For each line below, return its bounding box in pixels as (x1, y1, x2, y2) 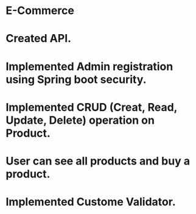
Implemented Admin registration (5, 59, 173, 73)
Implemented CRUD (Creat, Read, (5, 100, 178, 114)
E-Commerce (5, 4, 74, 18)
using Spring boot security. (5, 73, 147, 86)
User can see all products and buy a (5, 154, 190, 168)
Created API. (5, 32, 71, 46)
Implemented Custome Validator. (5, 195, 176, 209)
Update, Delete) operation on (5, 113, 155, 127)
